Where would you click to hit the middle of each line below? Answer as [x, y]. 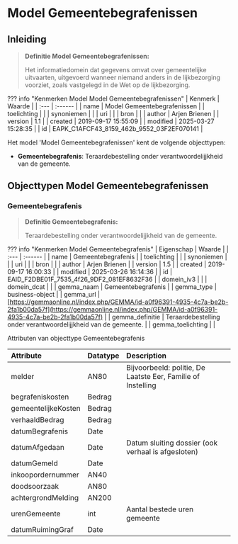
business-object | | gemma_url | [54, 294]
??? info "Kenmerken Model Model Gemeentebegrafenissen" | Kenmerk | [113, 98]
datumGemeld [34, 463]
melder [23, 376]
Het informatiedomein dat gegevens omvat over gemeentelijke [115, 70]
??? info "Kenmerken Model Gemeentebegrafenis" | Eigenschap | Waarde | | [118, 249]
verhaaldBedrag [38, 419]
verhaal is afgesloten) [162, 451]
